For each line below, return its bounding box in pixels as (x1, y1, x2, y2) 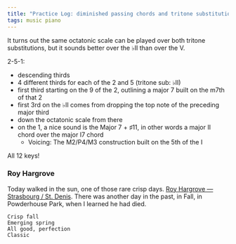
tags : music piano (7, 17, 61, 24)
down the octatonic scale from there (17, 115, 123, 123)
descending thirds (17, 71, 70, 79)
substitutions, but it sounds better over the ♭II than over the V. (7, 43, 185, 52)
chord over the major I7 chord (17, 130, 104, 139)
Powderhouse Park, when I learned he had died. (7, 199, 147, 208)
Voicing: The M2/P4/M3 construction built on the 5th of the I (27, 137, 203, 146)
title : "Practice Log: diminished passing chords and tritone (7, 10, 193, 18)
